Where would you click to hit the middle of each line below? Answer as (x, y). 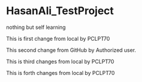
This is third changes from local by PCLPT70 (60, 61)
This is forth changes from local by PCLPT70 (61, 73)
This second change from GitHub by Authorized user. (71, 50)
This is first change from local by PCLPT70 (58, 38)
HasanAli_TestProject (60, 11)
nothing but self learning (36, 27)
